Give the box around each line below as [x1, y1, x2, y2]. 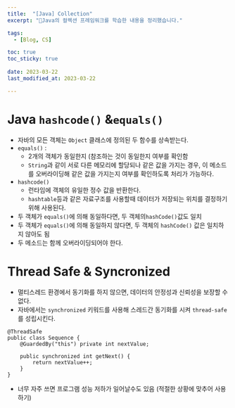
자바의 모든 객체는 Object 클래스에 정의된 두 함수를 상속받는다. [17, 135, 189, 144]
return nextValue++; [32, 359, 93, 366]
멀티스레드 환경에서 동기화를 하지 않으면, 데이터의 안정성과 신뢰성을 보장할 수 [17, 288, 229, 296]
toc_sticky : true [7, 56, 58, 63]
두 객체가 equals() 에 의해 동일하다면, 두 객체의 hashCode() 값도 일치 [17, 212, 202, 220]
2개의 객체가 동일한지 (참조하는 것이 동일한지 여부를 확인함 [27, 152, 189, 160]
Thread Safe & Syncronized [7, 263, 171, 279]
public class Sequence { [7, 334, 80, 341]
